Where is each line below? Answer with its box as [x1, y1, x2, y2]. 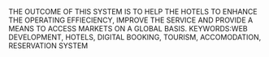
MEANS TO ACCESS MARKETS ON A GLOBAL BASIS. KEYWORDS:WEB [8, 24, 248, 33]
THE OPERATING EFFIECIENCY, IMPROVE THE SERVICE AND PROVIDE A [8, 15, 254, 25]
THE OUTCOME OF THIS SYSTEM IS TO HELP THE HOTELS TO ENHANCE [8, 7, 258, 16]
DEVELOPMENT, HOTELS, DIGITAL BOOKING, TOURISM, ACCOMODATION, [8, 32, 262, 42]
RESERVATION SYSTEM [8, 41, 89, 51]
